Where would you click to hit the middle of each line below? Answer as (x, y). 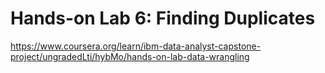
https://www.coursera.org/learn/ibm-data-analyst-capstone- (136, 46)
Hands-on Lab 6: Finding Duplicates (163, 18)
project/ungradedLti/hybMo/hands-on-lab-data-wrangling (130, 56)
